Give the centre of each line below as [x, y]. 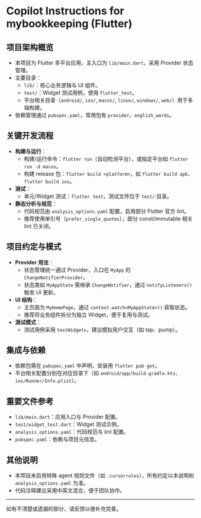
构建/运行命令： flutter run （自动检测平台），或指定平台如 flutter [106, 159]
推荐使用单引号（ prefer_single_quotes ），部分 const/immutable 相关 [108, 218]
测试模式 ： [28, 322]
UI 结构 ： [26, 300]
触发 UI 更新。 [41, 292]
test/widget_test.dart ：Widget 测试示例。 [68, 424]
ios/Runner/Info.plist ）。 [47, 380]
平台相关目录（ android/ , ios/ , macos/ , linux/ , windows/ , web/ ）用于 [106, 100]
